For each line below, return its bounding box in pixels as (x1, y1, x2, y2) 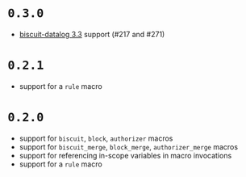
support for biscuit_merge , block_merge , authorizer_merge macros (19, 141, 239, 151)
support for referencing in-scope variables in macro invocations (19, 150, 232, 160)
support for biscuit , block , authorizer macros (19, 133, 173, 143)
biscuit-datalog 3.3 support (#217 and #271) (19, 29, 165, 39)
